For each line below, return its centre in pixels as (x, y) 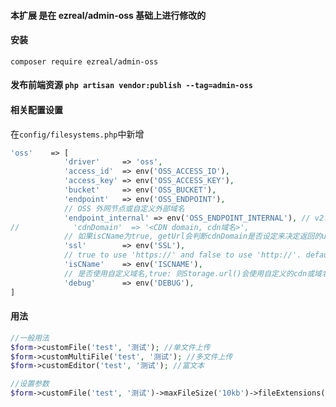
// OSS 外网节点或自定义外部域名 (124, 208)
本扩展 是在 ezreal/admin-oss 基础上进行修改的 (108, 15)
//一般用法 (30, 338)
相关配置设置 (36, 109)
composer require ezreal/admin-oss (84, 61)
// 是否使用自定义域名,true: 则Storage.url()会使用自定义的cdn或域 (192, 273)
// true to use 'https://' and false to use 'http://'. (182, 255)
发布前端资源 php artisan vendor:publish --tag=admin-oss (131, 85)
